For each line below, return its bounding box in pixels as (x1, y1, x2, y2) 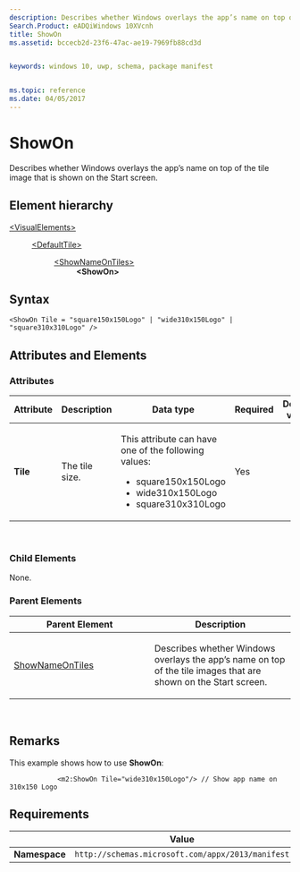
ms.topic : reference (9, 86, 87, 95)
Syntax (9, 292, 50, 307)
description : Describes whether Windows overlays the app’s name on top (9, 13, 286, 22)
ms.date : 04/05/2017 (9, 95, 87, 104)
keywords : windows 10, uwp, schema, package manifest (9, 62, 214, 72)
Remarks (9, 733, 61, 748)
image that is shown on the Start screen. (9, 172, 158, 183)
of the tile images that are (154, 664, 262, 677)
